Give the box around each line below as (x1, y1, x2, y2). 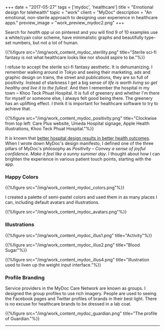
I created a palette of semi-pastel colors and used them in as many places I (5, 194, 157, 200)
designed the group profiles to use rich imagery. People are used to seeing (5, 290, 157, 296)
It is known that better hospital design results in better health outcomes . (5, 135, 151, 141)
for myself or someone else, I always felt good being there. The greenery (5, 95, 153, 101)
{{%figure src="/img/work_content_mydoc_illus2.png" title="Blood (5, 242, 140, 248)
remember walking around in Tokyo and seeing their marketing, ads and (5, 69, 151, 75)
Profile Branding (5, 274, 45, 281)
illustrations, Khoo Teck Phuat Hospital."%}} (5, 126, 94, 132)
